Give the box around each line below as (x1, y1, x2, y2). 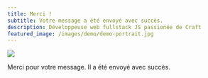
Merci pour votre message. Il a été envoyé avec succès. (7, 63, 170, 72)
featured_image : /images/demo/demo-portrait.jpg (7, 30, 154, 38)
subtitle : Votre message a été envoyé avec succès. (7, 17, 163, 24)
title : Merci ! (7, 10, 53, 18)
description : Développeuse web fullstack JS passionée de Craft (7, 23, 202, 30)
